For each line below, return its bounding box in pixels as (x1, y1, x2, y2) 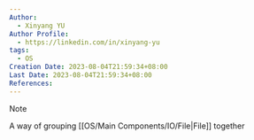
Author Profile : (9, 29, 69, 38)
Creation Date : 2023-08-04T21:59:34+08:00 (9, 63, 168, 72)
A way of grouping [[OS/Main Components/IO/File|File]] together (9, 121, 245, 131)
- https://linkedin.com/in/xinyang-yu (17, 37, 161, 47)
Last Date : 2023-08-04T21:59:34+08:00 (9, 71, 152, 80)
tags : (9, 46, 29, 55)
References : (9, 79, 53, 88)
